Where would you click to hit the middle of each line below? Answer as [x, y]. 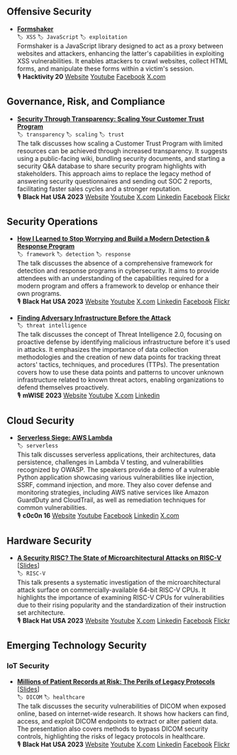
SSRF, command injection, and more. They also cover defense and [114, 485]
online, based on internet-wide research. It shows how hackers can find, [123, 713]
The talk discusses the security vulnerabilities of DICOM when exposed [121, 706]
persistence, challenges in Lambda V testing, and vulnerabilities [110, 462]
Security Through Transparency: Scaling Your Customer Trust [110, 119]
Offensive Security [49, 12]
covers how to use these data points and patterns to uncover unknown [120, 373]
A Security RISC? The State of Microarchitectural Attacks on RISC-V [119, 558]
